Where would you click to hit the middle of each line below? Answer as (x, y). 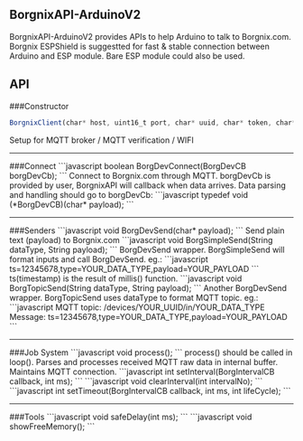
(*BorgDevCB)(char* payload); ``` (72, 204)
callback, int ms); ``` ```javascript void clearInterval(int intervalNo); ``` (136, 381)
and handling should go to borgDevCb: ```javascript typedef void (129, 194)
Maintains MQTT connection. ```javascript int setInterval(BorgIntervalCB (142, 371)
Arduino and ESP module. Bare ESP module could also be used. (127, 56)
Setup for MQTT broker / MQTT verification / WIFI (101, 140)
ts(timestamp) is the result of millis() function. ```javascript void (126, 278)
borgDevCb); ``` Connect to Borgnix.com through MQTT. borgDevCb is (140, 175)
